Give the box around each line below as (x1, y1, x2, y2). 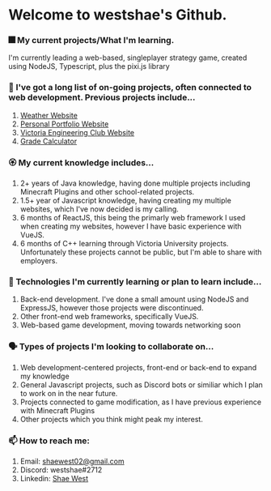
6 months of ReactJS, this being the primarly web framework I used (19, 213, 246, 223)
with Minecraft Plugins (19, 405, 95, 415)
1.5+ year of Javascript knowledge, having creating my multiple (19, 196, 232, 206)
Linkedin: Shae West (19, 473, 89, 483)
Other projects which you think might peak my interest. (19, 414, 204, 424)
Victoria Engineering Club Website (19, 127, 135, 137)
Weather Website (19, 110, 78, 120)
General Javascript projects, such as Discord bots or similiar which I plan (19, 379, 263, 390)
